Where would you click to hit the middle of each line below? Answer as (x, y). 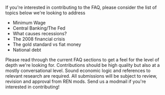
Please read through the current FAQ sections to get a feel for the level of (82, 60)
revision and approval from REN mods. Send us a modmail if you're (76, 81)
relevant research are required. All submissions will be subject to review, (81, 76)
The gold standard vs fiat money (47, 44)
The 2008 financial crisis (39, 39)
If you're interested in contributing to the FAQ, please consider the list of (81, 7)
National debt (27, 50)
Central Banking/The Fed (39, 28)
